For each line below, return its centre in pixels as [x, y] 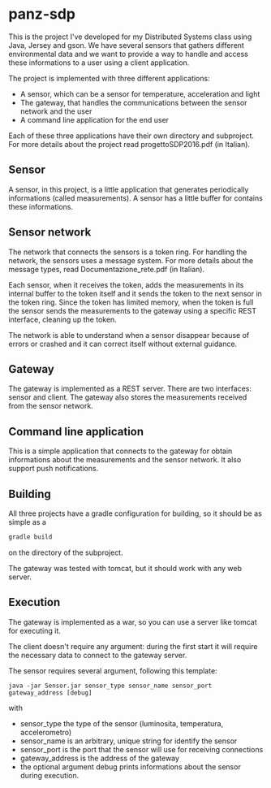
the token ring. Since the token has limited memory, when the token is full [131, 302]
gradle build [30, 537]
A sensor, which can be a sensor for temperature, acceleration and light [140, 93]
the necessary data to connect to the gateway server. [98, 655]
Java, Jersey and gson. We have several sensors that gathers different [127, 45]
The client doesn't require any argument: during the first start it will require [133, 646]
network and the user [56, 111]
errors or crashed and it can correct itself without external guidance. [123, 344]
